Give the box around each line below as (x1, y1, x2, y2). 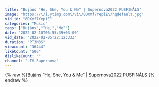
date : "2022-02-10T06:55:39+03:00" (5, 30, 79, 35)
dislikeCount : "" (5, 53, 41, 59)
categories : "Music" (5, 21, 48, 26)
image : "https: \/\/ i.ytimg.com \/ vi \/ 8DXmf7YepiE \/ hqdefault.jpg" (5, 12, 144, 17)
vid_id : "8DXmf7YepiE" (5, 16, 52, 21)
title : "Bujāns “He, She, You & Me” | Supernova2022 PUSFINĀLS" (5, 7, 142, 12)
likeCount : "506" (5, 49, 41, 54)
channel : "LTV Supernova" (5, 58, 59, 63)
